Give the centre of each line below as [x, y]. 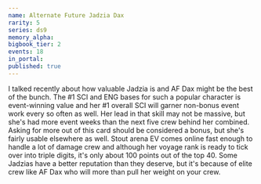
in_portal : [26, 60]
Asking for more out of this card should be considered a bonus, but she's [126, 130]
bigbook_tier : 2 [34, 45]
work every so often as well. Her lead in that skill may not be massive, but [127, 114]
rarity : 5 [24, 23]
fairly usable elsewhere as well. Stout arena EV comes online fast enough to [130, 139]
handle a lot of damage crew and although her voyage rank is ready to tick [128, 146]
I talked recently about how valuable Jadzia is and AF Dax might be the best [130, 88]
